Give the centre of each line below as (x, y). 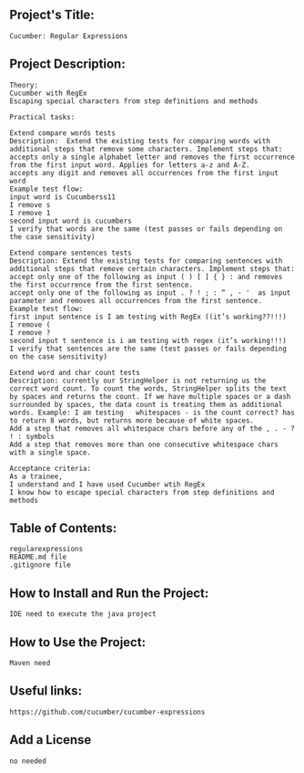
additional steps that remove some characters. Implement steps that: (146, 149)
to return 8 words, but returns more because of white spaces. (132, 420)
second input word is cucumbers (71, 221)
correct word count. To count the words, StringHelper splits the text (148, 388)
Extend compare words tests (63, 133)
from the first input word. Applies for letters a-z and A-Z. (130, 165)
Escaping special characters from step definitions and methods (134, 101)
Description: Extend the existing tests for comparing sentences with (146, 261)
